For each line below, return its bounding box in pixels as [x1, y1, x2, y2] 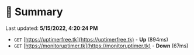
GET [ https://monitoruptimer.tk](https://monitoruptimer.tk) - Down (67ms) [13, 42, 189, 49]
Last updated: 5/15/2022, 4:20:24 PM [5, 25, 98, 32]
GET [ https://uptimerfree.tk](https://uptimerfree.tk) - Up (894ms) [13, 36, 169, 43]
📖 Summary [5, 5, 63, 19]
